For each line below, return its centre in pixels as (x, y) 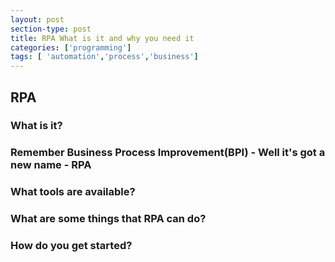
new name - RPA (51, 165)
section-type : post (51, 29)
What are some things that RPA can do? (108, 219)
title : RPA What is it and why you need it (102, 38)
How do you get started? (71, 246)
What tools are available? (73, 192)
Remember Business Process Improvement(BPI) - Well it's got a (168, 153)
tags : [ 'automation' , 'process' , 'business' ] (104, 57)
